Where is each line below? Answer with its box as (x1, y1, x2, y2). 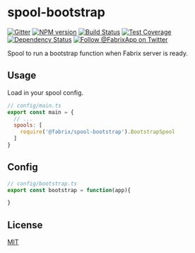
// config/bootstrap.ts (7, 180, 78, 187)
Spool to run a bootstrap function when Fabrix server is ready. (7, 49, 189, 57)
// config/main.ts (7, 102, 61, 109)
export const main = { (7, 108, 74, 116)
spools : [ (13, 122, 42, 129)
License (7, 219, 43, 231)
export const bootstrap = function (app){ (7, 186, 131, 193)
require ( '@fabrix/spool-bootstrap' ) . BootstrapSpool (20, 128, 175, 135)
